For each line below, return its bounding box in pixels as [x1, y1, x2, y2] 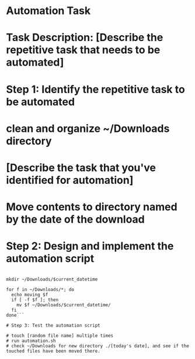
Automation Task [6, 4, 91, 18]
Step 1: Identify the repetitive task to [6, 83, 185, 96]
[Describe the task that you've [6, 161, 156, 174]
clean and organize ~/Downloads [6, 122, 170, 135]
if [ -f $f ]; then [11, 297, 59, 303]
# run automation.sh [6, 338, 57, 344]
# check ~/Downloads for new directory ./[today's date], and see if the [6, 343, 190, 349]
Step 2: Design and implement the [6, 240, 174, 253]
